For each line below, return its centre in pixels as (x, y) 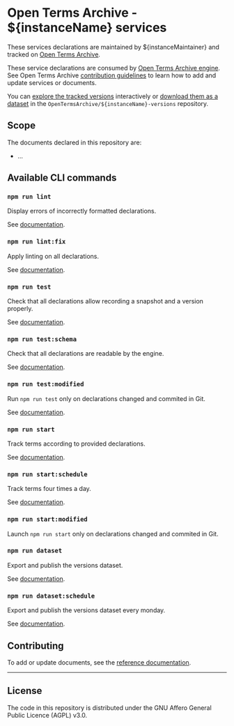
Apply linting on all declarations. (53, 256)
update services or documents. (52, 82)
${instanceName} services (87, 28)
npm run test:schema (42, 339)
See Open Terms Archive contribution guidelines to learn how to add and (112, 75)
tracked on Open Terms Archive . (54, 54)
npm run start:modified (48, 520)
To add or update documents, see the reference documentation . (99, 662)
